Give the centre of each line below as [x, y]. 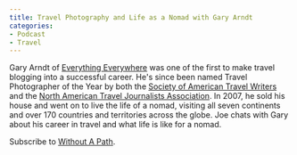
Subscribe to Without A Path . [62, 142]
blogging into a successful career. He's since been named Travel [128, 77]
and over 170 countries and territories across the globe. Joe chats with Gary [149, 115]
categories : [31, 26]
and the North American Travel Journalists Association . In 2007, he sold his [147, 96]
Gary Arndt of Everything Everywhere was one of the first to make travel [142, 68]
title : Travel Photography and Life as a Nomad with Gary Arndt [131, 17]
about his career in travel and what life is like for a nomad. [115, 125]
